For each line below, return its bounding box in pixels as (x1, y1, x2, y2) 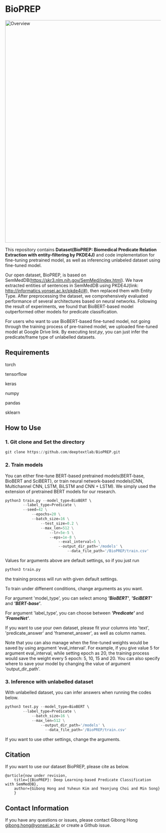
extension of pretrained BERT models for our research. (5, 488, 117, 494)
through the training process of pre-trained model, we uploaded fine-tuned (5, 323, 158, 329)
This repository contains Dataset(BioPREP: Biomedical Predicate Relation (5, 246, 157, 253)
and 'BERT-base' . (5, 600, 42, 606)
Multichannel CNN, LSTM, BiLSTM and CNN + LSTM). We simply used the (5, 483, 156, 489)
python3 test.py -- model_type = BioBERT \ (5, 704, 90, 709)
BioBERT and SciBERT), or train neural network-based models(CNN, (5, 478, 144, 484)
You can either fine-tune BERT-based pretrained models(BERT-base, (5, 473, 145, 479)
